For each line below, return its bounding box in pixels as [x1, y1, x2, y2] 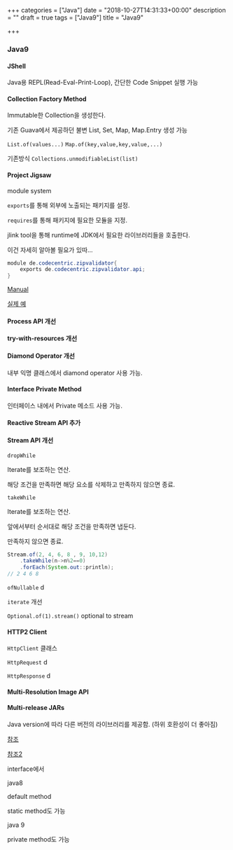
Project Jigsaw [7, 171, 52, 179]
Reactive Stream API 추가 [7, 419, 81, 427]
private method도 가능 [7, 835, 70, 844]
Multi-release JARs [7, 704, 65, 712]
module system [7, 186, 52, 195]
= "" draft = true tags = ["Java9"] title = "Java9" [7, 13, 144, 22]
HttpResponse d [7, 671, 51, 680]
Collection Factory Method [7, 95, 87, 103]
